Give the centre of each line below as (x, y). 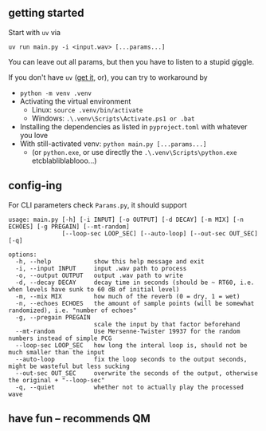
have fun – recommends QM (80, 419)
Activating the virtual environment (75, 101)
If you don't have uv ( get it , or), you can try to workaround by (108, 77)
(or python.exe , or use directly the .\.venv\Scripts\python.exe (134, 152)
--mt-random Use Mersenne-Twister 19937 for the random (128, 331)
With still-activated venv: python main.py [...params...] (113, 144)
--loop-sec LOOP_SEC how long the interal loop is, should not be (131, 345)
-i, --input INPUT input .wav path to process (101, 268)
